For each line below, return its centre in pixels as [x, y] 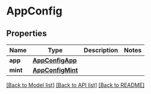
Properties [27, 33]
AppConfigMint [55, 70]
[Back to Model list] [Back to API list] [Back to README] [75, 85]
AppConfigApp [55, 60]
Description [101, 50]
